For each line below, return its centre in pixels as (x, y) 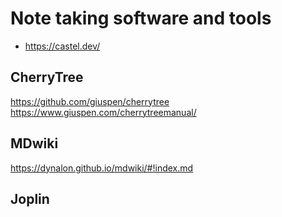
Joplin (30, 198)
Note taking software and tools (141, 18)
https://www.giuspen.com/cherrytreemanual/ (103, 112)
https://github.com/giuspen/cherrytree (90, 101)
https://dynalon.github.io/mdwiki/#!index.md (102, 168)
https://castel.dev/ (62, 46)
